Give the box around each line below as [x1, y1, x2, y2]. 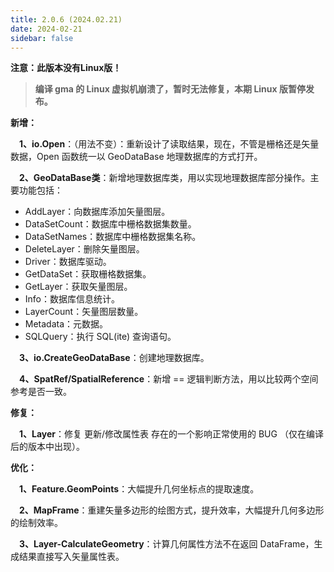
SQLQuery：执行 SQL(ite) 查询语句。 [24, 331, 177, 343]
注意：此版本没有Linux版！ [10, 62, 122, 74]
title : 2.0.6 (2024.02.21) [10, 14, 123, 25]
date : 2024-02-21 [10, 24, 83, 34]
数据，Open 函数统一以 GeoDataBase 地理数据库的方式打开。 [10, 151, 263, 163]
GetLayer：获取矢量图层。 [24, 281, 133, 293]
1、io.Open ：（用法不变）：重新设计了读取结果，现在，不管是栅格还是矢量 [19, 138, 320, 150]
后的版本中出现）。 [10, 441, 85, 453]
